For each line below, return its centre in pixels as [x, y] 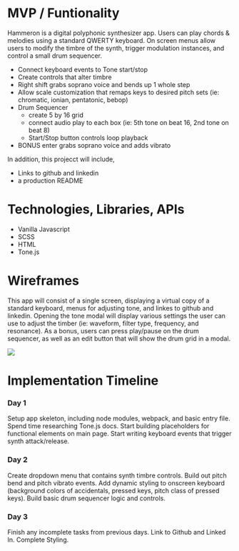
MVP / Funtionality [63, 13]
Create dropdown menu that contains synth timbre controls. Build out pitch [117, 475]
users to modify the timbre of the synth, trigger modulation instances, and [116, 48]
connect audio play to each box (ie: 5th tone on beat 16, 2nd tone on [129, 122]
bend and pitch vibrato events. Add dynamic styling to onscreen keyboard [116, 482]
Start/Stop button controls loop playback [88, 138]
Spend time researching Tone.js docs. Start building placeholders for [108, 426]
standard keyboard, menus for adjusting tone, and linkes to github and [111, 308]
